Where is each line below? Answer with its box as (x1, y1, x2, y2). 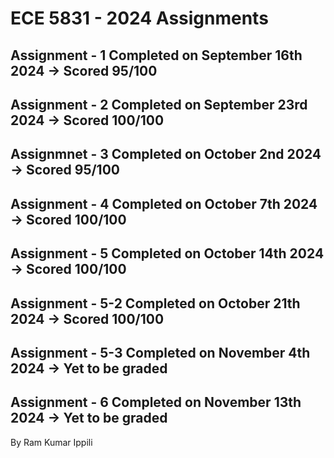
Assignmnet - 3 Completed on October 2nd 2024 (10, 146, 322, 163)
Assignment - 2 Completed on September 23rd (10, 96, 308, 113)
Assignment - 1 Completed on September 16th (10, 47, 303, 64)
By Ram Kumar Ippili (10, 436, 93, 448)
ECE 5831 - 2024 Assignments (10, 7, 269, 30)
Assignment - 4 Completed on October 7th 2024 (10, 195, 318, 212)
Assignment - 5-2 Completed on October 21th (10, 295, 301, 312)
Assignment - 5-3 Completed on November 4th (10, 344, 311, 361)
